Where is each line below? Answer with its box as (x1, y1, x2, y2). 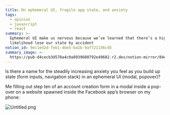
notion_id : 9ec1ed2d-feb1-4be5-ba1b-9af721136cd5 (5, 45, 112, 50)
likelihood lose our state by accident (10, 41, 94, 46)
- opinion (10, 17, 30, 22)
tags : (5, 12, 17, 17)
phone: (5, 94, 20, 100)
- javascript (10, 21, 37, 27)
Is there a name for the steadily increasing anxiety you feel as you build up (5, 68, 160, 74)
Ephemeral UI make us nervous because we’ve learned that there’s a (10, 36, 157, 41)
